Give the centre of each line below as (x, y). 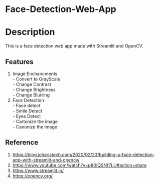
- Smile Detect (27, 110)
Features (19, 62)
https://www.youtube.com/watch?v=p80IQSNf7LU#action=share (79, 165)
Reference (22, 143)
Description (30, 32)
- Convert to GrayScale (36, 79)
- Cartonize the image (35, 121)
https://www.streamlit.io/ (38, 170)
